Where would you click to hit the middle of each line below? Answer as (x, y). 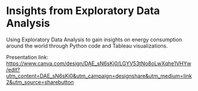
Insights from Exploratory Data (83, 11)
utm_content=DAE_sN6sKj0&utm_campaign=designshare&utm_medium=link (99, 76)
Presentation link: (27, 57)
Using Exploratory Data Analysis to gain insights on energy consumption (94, 39)
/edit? (13, 69)
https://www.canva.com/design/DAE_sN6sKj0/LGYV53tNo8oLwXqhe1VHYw (99, 63)
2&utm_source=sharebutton (40, 82)
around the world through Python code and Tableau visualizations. (87, 46)
